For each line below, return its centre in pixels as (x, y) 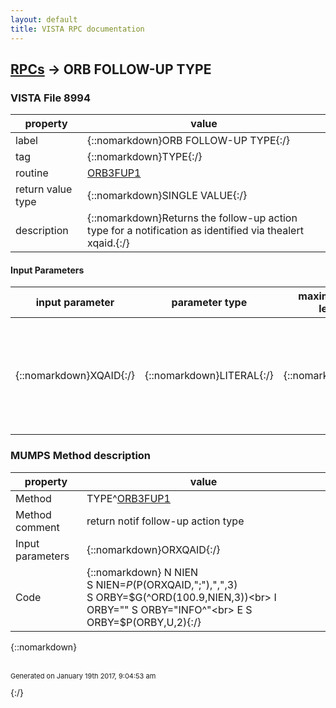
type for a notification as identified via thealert (195, 231)
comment (37, 527)
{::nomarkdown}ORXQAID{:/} (153, 549)
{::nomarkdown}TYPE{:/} (145, 157)
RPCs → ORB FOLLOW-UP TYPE (111, 69)
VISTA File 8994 (50, 98)
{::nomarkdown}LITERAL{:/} (209, 376)
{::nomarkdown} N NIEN (142, 572)
